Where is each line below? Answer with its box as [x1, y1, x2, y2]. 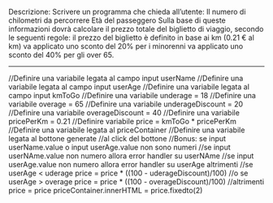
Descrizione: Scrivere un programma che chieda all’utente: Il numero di [8, 7, 246, 16]
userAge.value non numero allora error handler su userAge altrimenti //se [8, 160, 253, 169]
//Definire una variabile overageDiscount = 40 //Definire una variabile [8, 108, 240, 117]
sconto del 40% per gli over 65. [8, 50, 115, 59]
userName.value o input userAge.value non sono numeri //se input [8, 142, 232, 152]
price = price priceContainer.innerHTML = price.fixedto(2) [8, 186, 203, 195]
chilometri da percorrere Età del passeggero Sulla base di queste [8, 15, 226, 25]
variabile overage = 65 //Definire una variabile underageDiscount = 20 [8, 99, 244, 109]
